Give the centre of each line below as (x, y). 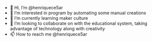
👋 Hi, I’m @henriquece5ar (36, 8)
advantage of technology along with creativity (57, 29)
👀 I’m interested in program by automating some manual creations (78, 13)
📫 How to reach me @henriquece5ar (48, 34)
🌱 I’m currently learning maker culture (49, 18)
